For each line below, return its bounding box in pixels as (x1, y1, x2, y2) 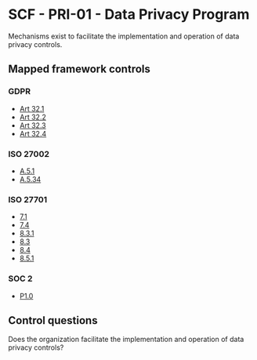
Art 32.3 (19, 120, 46, 130)
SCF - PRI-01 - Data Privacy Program (8, 5, 250, 24)
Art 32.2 (19, 112, 47, 122)
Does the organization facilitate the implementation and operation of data (8, 335, 244, 344)
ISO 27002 (8, 148, 49, 159)
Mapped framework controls (8, 63, 151, 76)
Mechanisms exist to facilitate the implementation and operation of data (8, 31, 240, 41)
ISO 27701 (8, 194, 48, 205)
